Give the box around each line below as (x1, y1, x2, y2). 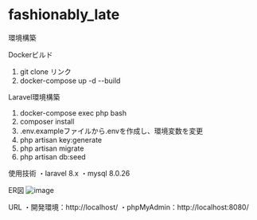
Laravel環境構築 (8, 92, 60, 101)
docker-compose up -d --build (19, 76, 121, 85)
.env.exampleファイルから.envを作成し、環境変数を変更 (19, 126, 204, 136)
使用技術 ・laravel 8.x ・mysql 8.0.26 (8, 168, 130, 178)
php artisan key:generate (19, 135, 103, 144)
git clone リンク (19, 66, 72, 77)
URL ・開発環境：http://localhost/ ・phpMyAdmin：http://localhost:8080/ (8, 202, 249, 212)
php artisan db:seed (19, 151, 86, 161)
